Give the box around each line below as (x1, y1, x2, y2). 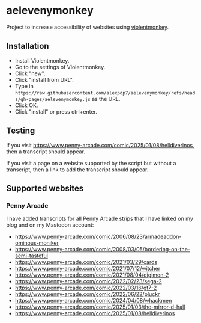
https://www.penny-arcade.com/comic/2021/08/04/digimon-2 (14, 271, 169, 278)
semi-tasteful (14, 252, 48, 259)
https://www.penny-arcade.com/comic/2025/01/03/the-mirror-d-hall (14, 303, 185, 310)
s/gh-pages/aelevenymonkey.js (14, 96, 91, 102)
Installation (6, 41, 49, 51)
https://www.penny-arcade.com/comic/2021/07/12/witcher (14, 265, 161, 272)
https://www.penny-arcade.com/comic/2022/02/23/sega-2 (14, 278, 162, 285)
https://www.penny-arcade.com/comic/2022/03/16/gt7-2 (14, 284, 157, 292)
